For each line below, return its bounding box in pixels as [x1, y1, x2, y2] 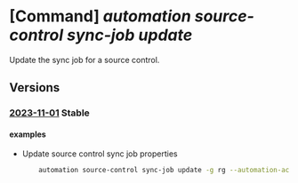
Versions [9, 80, 60, 95]
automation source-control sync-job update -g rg [38, 166, 226, 175]
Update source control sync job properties [21, 148, 178, 159]
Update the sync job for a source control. [9, 54, 160, 65]
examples [9, 129, 46, 139]
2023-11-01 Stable [9, 107, 91, 119]
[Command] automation [9, 6, 191, 27]
